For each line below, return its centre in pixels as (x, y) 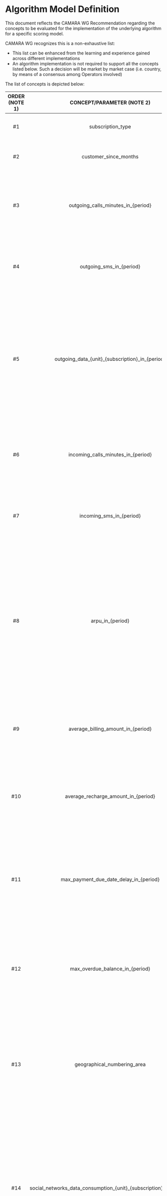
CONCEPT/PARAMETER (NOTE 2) (110, 102)
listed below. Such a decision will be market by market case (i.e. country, (87, 69)
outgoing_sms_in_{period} (110, 266)
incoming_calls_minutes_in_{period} (110, 454)
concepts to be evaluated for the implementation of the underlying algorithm (83, 28)
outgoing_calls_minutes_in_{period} (110, 205)
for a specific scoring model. (35, 33)
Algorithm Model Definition (62, 9)
